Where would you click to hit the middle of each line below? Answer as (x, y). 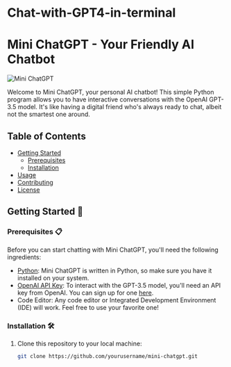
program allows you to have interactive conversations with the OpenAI (108, 99)
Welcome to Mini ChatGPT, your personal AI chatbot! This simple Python (111, 92)
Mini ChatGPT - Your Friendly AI (101, 45)
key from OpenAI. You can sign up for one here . (85, 293)
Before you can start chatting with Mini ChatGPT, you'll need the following (113, 250)
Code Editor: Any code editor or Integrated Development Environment (117, 300)
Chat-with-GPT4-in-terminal (92, 13)
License (28, 190)
